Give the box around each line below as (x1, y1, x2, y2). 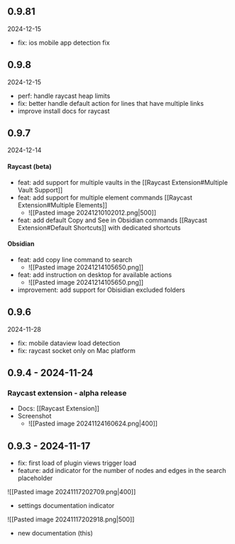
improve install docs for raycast (17, 107, 110, 115)
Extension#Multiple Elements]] (17, 200, 108, 209)
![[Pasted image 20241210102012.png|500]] (28, 208, 156, 217)
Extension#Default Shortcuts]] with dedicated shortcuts (17, 223, 181, 232)
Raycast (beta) (7, 163, 52, 171)
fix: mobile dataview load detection (17, 339, 121, 347)
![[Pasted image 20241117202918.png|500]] (7, 515, 135, 524)
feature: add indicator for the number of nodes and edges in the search (17, 467, 226, 475)
